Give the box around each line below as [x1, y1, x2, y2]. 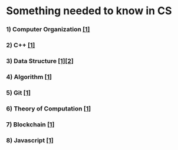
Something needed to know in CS [6, 4, 172, 18]
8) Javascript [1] [6, 136, 54, 144]
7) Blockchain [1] [6, 120, 55, 128]
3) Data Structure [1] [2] [6, 57, 74, 65]
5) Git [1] [6, 89, 31, 97]
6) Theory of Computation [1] [6, 105, 91, 113]
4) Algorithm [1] [6, 73, 52, 81]
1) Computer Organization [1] [6, 25, 90, 34]
